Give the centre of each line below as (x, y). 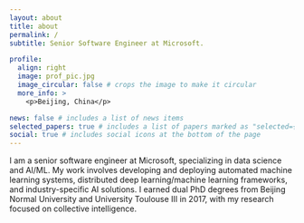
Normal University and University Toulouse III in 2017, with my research (142, 199)
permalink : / (34, 34)
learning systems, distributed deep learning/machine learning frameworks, (148, 180)
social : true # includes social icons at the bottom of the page (135, 135)
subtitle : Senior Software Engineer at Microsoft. (107, 43)
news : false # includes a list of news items (96, 118)
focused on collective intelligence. (73, 208)
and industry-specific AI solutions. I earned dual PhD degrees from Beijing (147, 189)
